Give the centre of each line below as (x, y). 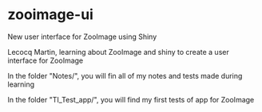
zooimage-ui (50, 15)
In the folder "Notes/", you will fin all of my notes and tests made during (125, 75)
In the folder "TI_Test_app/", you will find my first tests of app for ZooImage (131, 99)
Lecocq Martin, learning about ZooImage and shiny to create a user (118, 52)
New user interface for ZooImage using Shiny (82, 37)
